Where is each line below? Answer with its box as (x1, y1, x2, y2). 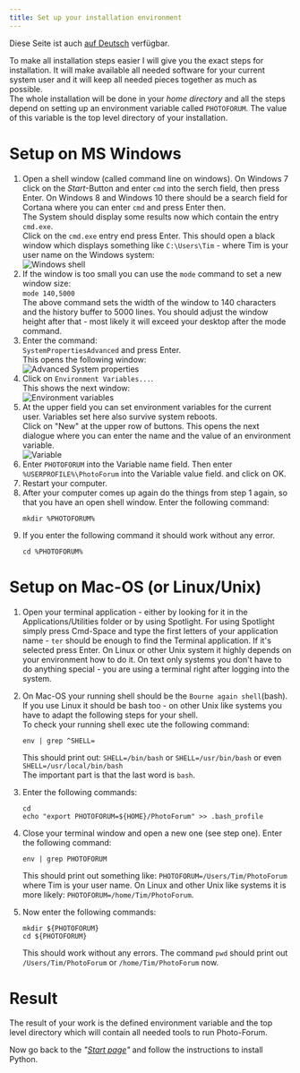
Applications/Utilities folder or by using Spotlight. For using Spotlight (21, 615, 275, 627)
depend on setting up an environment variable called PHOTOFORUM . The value (9, 102, 287, 113)
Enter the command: (21, 335, 98, 346)
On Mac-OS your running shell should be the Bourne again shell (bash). (21, 691, 288, 701)
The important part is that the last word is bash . (21, 769, 195, 780)
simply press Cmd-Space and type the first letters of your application (21, 625, 279, 636)
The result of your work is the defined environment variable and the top (9, 1017, 273, 1028)
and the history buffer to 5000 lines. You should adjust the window (21, 306, 269, 317)
